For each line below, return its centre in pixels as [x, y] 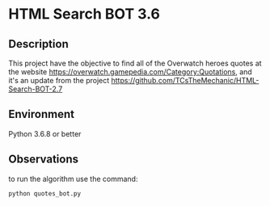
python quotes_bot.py [45, 193]
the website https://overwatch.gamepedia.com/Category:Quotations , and [130, 72]
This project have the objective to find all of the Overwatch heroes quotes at [135, 63]
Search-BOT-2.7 [36, 89]
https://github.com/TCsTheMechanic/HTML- [185, 80]
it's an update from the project [59, 80]
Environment [42, 114]
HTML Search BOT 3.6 [84, 14]
